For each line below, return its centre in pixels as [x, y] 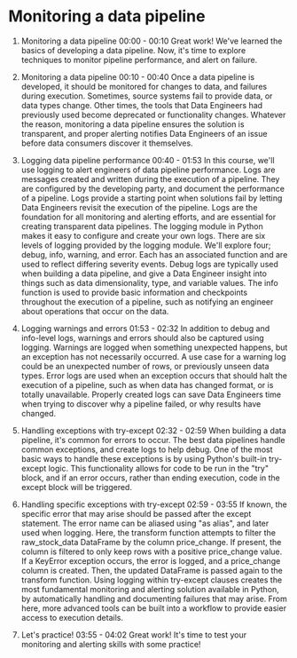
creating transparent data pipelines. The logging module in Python [142, 226]
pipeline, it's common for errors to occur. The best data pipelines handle [153, 440]
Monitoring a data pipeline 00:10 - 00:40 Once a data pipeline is [137, 76]
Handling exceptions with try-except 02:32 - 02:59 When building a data [154, 430]
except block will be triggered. [76, 487]
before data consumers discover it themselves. [107, 143]
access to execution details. [72, 617]
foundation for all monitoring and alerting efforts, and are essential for [148, 217]
